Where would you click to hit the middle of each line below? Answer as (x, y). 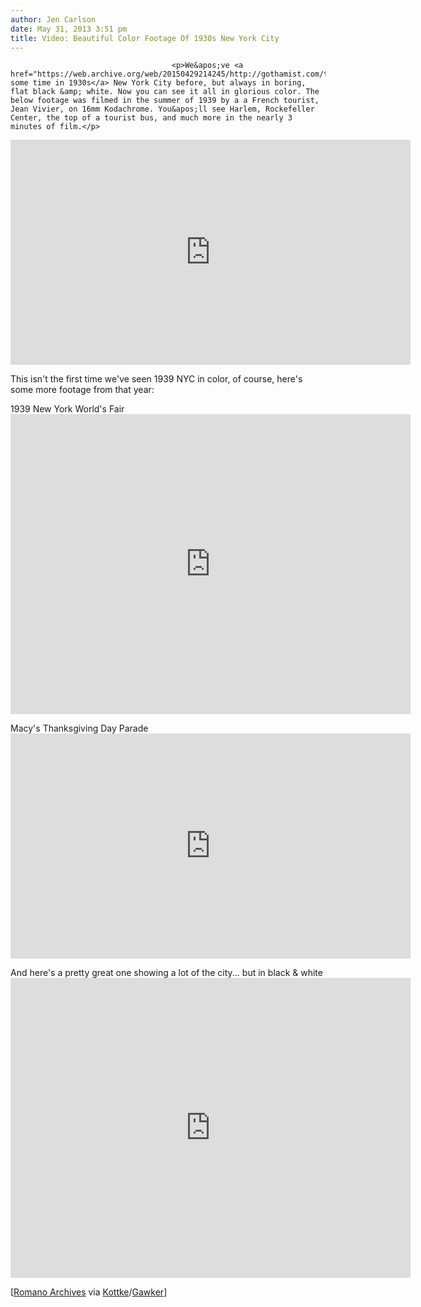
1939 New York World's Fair (67, 409)
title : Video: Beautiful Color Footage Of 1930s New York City (145, 38)
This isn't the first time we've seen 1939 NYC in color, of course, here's (156, 379)
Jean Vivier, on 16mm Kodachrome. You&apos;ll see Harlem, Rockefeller (162, 109)
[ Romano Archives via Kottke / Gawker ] (89, 1292)
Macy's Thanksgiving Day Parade (79, 728)
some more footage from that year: (82, 390)
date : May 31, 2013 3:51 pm (69, 29)
